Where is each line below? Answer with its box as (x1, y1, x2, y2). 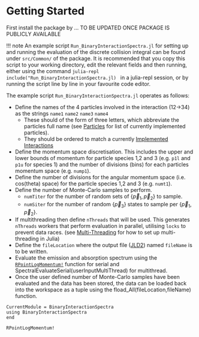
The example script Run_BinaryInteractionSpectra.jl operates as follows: (6, 92, 190, 99)
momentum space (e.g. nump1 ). (14, 167, 91, 174)
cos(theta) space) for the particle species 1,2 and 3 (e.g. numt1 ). (14, 180, 173, 187)
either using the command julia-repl (6, 67, 99, 74)
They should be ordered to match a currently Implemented (23, 135, 168, 142)
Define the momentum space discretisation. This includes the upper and (14, 148, 194, 155)
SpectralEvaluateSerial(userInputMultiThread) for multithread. (14, 267, 168, 274)
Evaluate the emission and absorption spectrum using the (14, 254, 158, 261)
